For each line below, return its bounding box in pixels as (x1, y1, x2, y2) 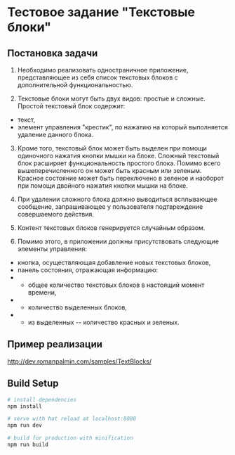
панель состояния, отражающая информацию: (17, 266, 159, 274)
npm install (7, 402, 42, 410)
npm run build (7, 441, 49, 448)
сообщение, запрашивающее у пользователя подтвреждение (17, 203, 203, 211)
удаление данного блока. (17, 131, 94, 139)
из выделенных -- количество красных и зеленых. (27, 318, 180, 326)
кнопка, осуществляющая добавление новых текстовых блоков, (17, 258, 211, 267)
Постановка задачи (7, 47, 98, 59)
